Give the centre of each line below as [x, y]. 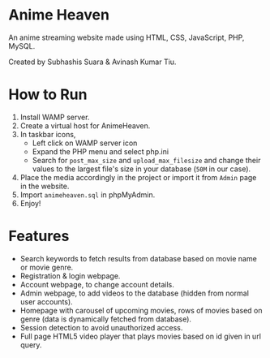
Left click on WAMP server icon [85, 143]
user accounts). [46, 301]
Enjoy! [30, 203]
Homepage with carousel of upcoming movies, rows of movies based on [141, 310]
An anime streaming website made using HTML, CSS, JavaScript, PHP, [126, 37]
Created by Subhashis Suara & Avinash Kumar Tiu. [92, 62]
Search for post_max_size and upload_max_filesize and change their [146, 160]
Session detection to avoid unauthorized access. [101, 327]
